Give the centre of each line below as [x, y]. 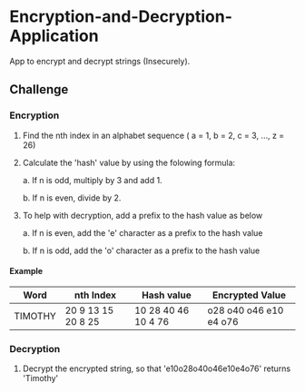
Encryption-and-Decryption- [121, 17]
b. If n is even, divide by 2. [72, 198]
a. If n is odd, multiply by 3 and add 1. [92, 180]
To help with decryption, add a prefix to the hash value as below [143, 215]
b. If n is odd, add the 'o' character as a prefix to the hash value [141, 250]
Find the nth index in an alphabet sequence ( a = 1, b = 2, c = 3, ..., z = [153, 135]
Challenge [39, 89]
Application [54, 36]
